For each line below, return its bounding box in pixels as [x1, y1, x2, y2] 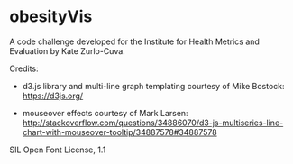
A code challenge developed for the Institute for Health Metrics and [9, 36, 260, 47]
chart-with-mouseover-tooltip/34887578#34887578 [22, 126, 218, 137]
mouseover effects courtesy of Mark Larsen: [22, 107, 188, 118]
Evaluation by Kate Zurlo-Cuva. [9, 45, 126, 56]
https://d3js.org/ [22, 90, 84, 101]
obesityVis [9, 6, 93, 27]
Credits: [9, 63, 39, 74]
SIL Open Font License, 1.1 [9, 144, 106, 155]
